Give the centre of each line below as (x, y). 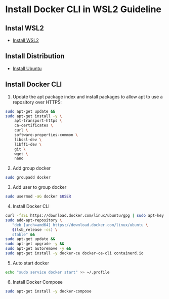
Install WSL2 (26, 40)
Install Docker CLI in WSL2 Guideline (83, 9)
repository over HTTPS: (37, 102)
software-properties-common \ (46, 135)
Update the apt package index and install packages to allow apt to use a (88, 96)
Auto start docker (31, 263)
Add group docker (32, 168)
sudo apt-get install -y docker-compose (49, 291)
